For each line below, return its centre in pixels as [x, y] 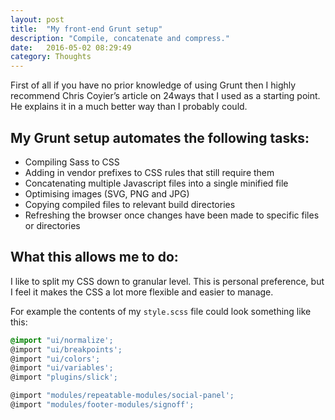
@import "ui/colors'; [55, 359]
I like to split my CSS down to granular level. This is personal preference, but [167, 281]
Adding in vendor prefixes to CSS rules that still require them [149, 172]
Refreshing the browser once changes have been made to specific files [172, 215]
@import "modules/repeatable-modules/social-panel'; [122, 396]
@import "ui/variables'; [62, 368]
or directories [52, 225]
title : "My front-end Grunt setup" [86, 29]
